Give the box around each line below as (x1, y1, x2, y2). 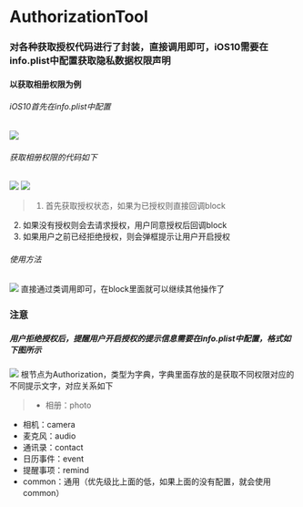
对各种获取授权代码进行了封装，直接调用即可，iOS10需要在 (9, 41, 268, 54)
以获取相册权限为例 (9, 78, 82, 89)
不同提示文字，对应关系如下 (9, 380, 114, 391)
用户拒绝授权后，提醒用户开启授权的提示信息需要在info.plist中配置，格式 (9, 333, 284, 344)
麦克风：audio (22, 430, 76, 441)
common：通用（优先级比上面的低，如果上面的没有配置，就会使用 (22, 476, 271, 487)
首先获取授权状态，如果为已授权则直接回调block (45, 201, 226, 212)
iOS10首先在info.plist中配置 (9, 101, 111, 112)
